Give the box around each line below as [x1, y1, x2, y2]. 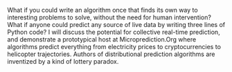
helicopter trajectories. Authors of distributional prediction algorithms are [7, 50, 215, 58]
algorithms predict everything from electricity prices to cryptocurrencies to [7, 43, 222, 51]
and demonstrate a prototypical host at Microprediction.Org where [7, 35, 197, 44]
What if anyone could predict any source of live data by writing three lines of [7, 21, 226, 28]
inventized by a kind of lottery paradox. [7, 57, 119, 65]
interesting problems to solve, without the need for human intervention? [7, 13, 211, 21]
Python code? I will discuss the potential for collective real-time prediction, [7, 28, 220, 36]
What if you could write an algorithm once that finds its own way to [7, 6, 199, 14]
